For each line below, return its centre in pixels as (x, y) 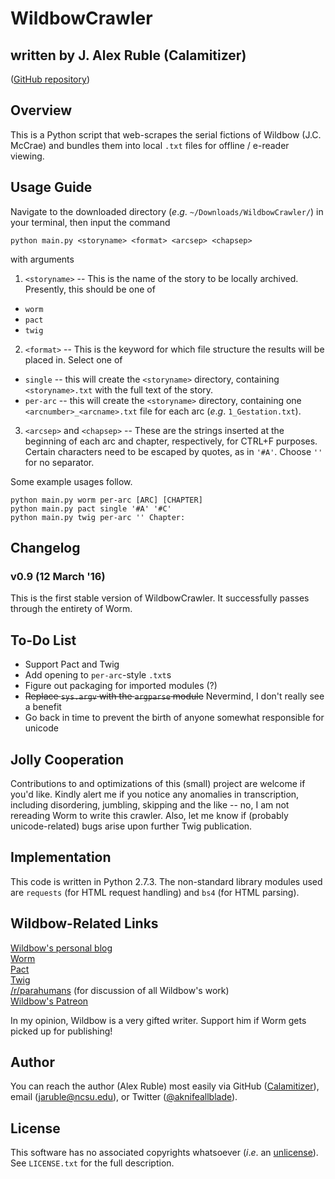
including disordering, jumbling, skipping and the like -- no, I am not (150, 804)
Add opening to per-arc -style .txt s (98, 675)
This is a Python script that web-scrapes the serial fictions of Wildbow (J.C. (166, 134)
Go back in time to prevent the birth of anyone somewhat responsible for (174, 718)
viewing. (27, 156)
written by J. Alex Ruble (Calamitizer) (128, 55)
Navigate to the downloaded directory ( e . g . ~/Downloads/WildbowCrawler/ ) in (167, 211)
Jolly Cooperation (67, 759)
